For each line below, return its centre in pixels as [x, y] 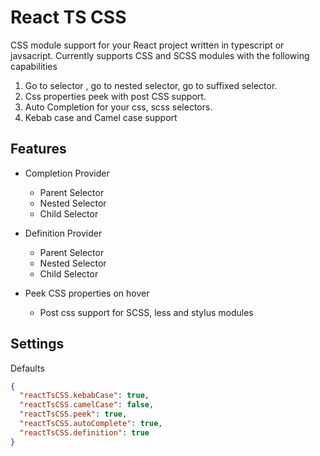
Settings [37, 344]
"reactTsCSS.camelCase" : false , [87, 405]
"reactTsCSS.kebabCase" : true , [84, 396]
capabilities [34, 66]
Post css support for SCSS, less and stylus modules [146, 312]
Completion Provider [67, 173]
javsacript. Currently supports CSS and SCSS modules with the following [160, 55]
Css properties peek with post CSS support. [115, 96]
